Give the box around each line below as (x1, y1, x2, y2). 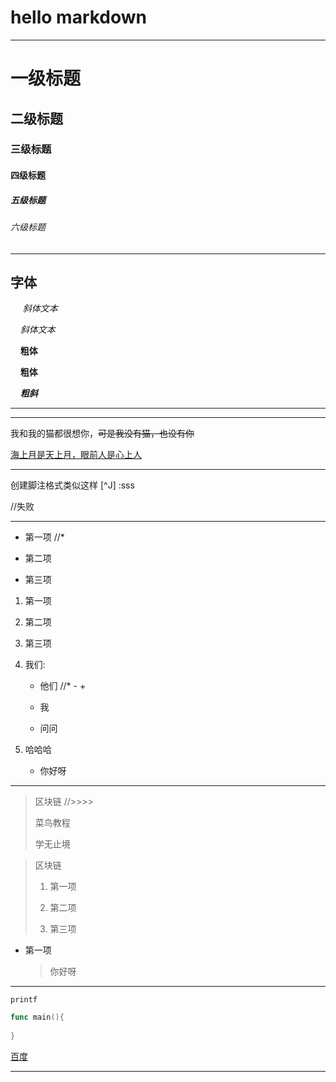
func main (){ (10, 1012, 65, 1023)
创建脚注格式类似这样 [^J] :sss (10, 479, 135, 491)
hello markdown (10, 6, 148, 29)
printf (10, 995, 38, 1005)
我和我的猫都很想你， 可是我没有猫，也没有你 (10, 427, 195, 440)
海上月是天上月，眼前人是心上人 (10, 449, 142, 461)
